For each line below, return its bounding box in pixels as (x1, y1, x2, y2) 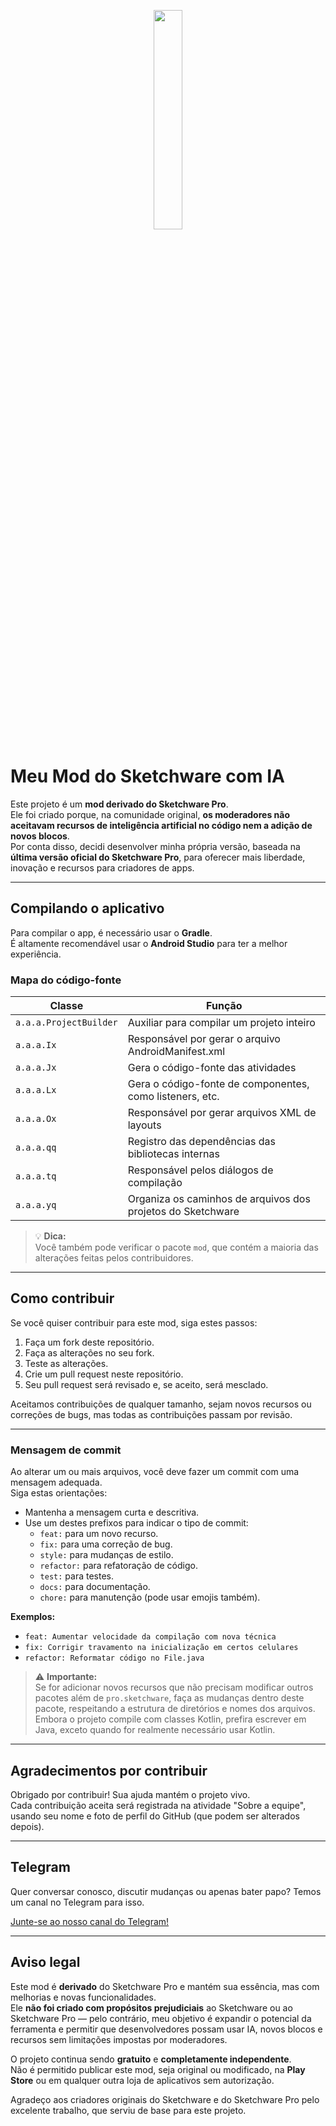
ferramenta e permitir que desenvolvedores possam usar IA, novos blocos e (10, 2023, 323, 2035)
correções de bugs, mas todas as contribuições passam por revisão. (10, 1408, 293, 1420)
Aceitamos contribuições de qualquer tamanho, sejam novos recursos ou (10, 1398, 312, 1410)
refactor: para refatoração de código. (39, 1560, 198, 1572)
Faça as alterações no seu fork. (24, 1346, 155, 1359)
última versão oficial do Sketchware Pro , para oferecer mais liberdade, (10, 851, 306, 863)
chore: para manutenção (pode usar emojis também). (39, 1591, 261, 1604)
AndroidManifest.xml (127, 1045, 226, 1059)
